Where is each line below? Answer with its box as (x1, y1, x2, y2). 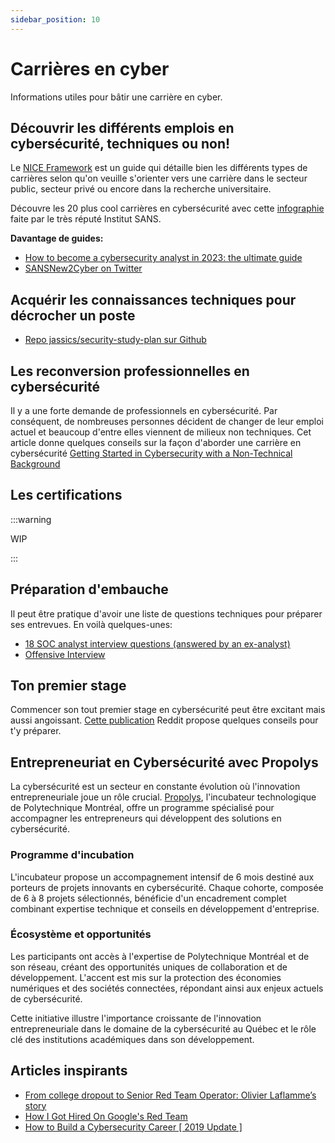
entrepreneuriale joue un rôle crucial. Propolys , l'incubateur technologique (10, 791, 317, 803)
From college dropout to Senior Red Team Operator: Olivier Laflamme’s (24, 1089, 317, 1101)
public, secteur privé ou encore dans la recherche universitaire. (10, 183, 272, 195)
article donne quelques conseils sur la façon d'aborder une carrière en (10, 437, 302, 448)
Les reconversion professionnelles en (10, 362, 250, 380)
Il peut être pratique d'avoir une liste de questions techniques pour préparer (10, 607, 323, 620)
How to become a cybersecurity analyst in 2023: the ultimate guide (24, 252, 303, 264)
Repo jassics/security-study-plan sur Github (24, 334, 207, 346)
